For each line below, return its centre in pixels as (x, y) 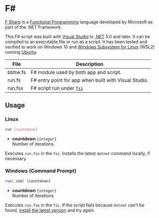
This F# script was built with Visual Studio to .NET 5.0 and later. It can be (78, 36)
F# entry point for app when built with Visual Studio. (90, 80)
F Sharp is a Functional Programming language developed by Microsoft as (79, 22)
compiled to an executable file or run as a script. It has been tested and (76, 41)
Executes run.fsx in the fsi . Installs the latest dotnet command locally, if (78, 153)
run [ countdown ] (21, 129)
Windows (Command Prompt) (41, 171)
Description (90, 64)
